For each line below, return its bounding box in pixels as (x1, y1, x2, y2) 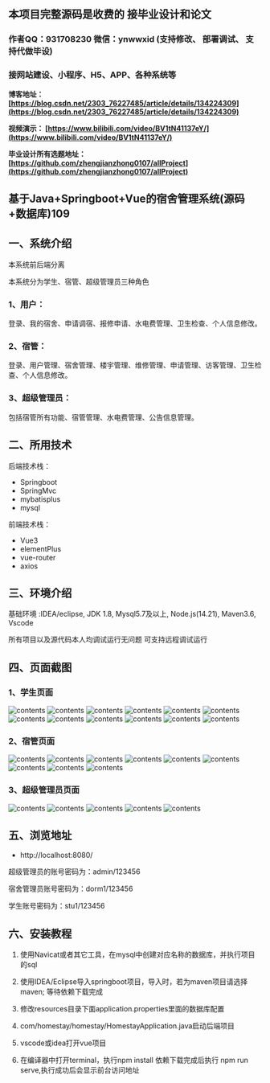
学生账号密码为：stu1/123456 (8, 901, 105, 911)
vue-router (19, 552, 56, 562)
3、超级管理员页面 (8, 785, 80, 796)
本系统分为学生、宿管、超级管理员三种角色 (8, 277, 149, 286)
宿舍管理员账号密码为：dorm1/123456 (8, 884, 133, 894)
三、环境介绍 (8, 586, 72, 600)
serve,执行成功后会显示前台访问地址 (19, 1065, 140, 1075)
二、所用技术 (8, 438, 72, 452)
